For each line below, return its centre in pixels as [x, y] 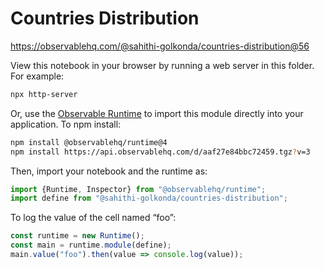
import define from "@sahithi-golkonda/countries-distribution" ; [149, 198]
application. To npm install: [66, 124]
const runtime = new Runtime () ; [77, 236]
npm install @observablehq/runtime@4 [89, 142]
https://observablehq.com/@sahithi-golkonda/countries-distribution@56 [160, 46]
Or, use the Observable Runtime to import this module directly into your [157, 113]
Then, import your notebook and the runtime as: [109, 171]
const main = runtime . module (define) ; [91, 245]
